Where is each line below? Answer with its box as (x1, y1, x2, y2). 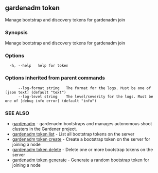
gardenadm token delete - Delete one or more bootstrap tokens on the (12, 147, 153, 153)
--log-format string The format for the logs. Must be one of (18, 85, 151, 91)
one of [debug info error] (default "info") (5, 98, 97, 103)
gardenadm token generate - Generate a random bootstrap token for (12, 157, 150, 163)
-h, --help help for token (9, 63, 69, 68)
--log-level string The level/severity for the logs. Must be (18, 94, 153, 99)
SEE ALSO (5, 110, 30, 116)
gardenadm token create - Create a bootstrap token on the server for (12, 136, 151, 142)
